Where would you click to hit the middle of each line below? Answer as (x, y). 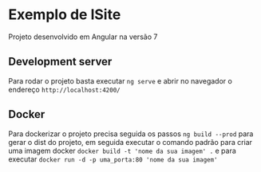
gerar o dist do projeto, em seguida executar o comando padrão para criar (130, 142)
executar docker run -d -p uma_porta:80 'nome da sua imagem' (113, 159)
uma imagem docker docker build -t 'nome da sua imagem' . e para (123, 150)
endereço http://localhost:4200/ (65, 89)
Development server (60, 62)
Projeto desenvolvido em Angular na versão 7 (83, 37)
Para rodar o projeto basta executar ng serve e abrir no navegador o (121, 80)
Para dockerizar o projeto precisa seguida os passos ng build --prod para (131, 134)
